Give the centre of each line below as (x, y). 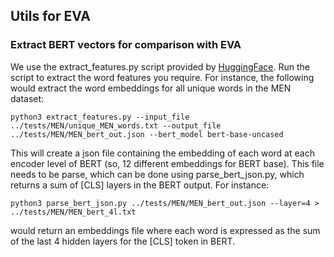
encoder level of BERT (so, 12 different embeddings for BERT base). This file (167, 163)
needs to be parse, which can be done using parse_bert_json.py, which (157, 174)
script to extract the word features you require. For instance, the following (162, 77)
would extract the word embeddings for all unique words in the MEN (151, 88)
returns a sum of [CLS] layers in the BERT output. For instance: (140, 185)
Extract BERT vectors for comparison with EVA (126, 45)
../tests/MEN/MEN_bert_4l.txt (73, 212)
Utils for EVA (50, 16)
